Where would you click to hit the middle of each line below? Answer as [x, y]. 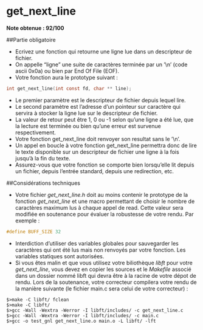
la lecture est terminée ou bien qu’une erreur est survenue [88, 126]
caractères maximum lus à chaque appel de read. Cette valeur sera [99, 207]
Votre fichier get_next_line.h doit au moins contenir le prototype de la [101, 194]
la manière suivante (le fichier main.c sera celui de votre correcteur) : [101, 288]
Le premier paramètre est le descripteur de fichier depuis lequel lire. [101, 100]
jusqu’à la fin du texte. [43, 158]
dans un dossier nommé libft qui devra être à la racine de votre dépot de [105, 275]
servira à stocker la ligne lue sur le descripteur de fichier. [86, 113]
